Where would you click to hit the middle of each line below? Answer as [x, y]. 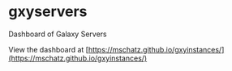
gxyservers [48, 12]
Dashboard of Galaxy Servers [58, 34]
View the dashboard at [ [49, 49]
